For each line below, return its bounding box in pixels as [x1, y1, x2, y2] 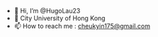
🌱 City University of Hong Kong [13, 14, 106, 22]
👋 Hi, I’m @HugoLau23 [13, 7, 81, 15]
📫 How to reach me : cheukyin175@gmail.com [13, 22, 151, 30]
